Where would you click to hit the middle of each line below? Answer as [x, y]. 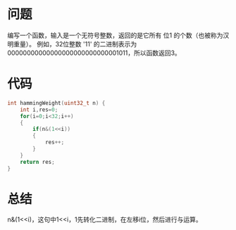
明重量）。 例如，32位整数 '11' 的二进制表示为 [72, 44]
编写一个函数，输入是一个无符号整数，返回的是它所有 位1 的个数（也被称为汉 [118, 35]
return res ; [37, 162]
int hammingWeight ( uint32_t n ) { [56, 103]
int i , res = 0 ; [39, 110]
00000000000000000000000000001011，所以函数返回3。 [94, 53]
